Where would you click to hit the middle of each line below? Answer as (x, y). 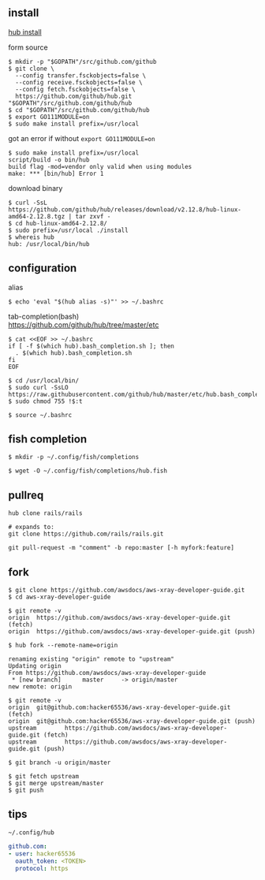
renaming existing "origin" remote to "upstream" (91, 659)
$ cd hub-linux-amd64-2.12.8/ (58, 223)
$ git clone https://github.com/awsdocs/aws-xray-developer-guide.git (127, 591)
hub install (25, 32)
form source (28, 47)
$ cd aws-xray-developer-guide (60, 597)
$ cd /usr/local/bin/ (44, 380)
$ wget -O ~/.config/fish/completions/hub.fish (88, 471)
